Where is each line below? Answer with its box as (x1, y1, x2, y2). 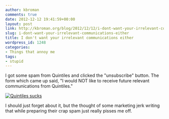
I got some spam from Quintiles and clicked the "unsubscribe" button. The (5, 72, 159, 78)
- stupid (5, 59, 24, 64)
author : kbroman (5, 7, 39, 13)
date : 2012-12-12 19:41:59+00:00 (5, 17, 75, 22)
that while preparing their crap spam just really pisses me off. (5, 108, 132, 114)
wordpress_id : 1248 (5, 40, 46, 45)
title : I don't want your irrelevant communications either (5, 36, 134, 41)
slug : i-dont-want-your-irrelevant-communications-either (5, 31, 129, 36)
